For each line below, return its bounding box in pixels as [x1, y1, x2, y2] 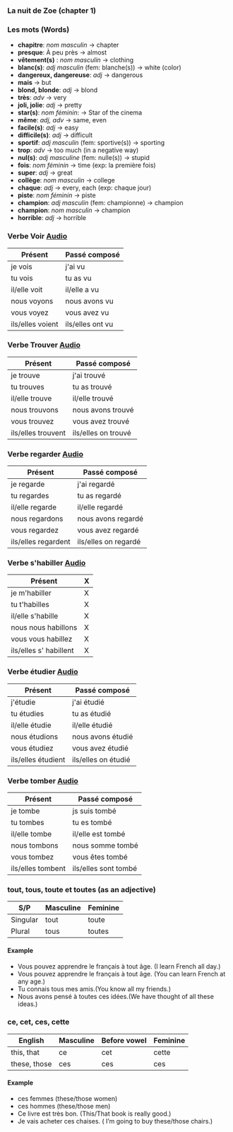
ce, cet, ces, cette [7, 1017, 70, 1027]
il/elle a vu [65, 284, 100, 294]
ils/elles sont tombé [72, 864, 138, 873]
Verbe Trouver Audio [7, 340, 81, 350]
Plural [11, 926, 30, 936]
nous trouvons [11, 405, 59, 415]
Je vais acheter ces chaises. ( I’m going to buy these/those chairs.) [17, 1117, 213, 1125]
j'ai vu [65, 261, 85, 271]
